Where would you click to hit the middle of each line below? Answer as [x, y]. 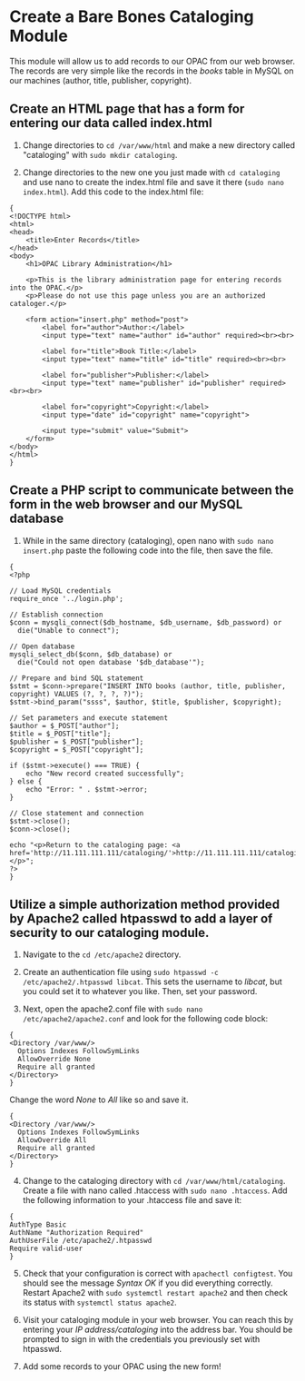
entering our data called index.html [111, 123]
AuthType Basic [38, 1225]
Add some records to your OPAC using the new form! [122, 1366]
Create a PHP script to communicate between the [152, 491]
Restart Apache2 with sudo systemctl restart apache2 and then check [155, 1293]
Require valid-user [46, 1249]
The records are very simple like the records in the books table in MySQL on [152, 71]
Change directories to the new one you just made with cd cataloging [151, 172]
